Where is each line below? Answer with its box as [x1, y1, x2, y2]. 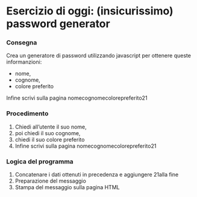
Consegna [6, 38, 37, 47]
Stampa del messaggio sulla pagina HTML [14, 184, 120, 191]
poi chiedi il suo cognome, [14, 129, 81, 136]
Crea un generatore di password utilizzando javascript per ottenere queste [6, 52, 192, 59]
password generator [6, 17, 110, 31]
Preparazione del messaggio [14, 177, 86, 184]
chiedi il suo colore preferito [14, 136, 85, 143]
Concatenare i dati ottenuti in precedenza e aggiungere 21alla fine [14, 171, 179, 178]
